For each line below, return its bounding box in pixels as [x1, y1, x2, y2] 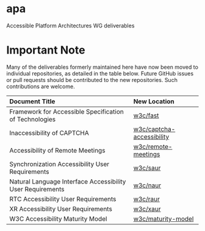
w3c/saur [133, 164, 161, 172]
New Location [133, 97, 175, 105]
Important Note [6, 43, 85, 57]
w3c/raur [133, 195, 160, 203]
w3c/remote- [133, 142, 173, 151]
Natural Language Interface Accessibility [9, 177, 126, 185]
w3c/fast [133, 111, 159, 120]
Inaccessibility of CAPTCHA [9, 128, 90, 137]
